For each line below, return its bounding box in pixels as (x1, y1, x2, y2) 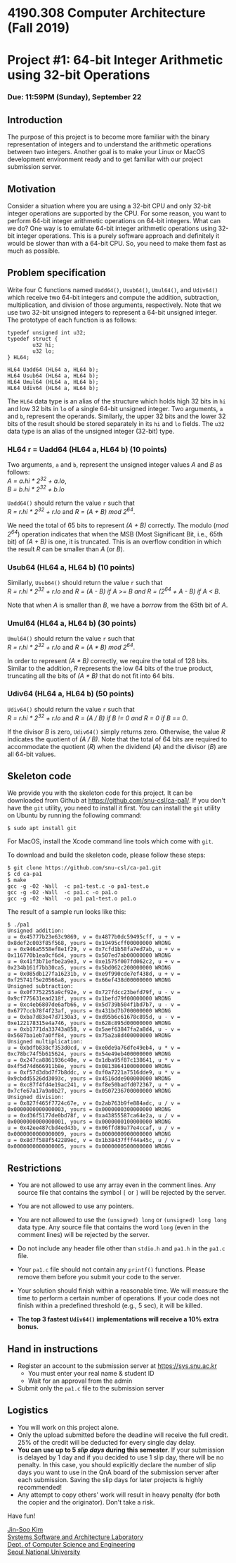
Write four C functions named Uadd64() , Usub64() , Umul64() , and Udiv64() (7, 285, 218, 294)
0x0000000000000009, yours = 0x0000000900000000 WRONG (7, 1131, 171, 1138)
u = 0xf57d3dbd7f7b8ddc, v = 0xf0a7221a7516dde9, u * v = (7, 1069, 181, 1076)
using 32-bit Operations (7, 67, 150, 83)
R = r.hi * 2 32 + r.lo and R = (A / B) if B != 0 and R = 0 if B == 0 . (7, 713, 188, 722)
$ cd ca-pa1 (7, 871, 42, 878)
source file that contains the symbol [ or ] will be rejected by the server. (17, 1188, 226, 1197)
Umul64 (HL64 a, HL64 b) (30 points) (7, 618, 137, 628)
